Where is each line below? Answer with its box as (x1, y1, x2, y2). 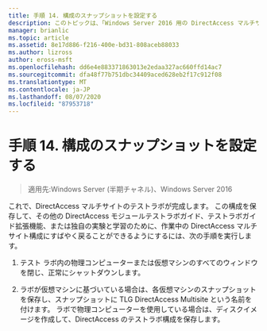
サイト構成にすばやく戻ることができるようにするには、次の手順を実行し (8, 231, 245, 241)
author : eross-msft (8, 56, 73, 64)
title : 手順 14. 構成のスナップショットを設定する (8, 11, 157, 20)
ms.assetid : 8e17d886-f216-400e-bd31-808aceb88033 (8, 41, 180, 49)
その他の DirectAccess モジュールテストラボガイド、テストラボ (35, 211, 243, 221)
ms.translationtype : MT (8, 78, 87, 86)
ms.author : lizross (8, 48, 73, 56)
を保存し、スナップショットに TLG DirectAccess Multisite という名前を (19, 294, 253, 304)
